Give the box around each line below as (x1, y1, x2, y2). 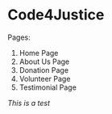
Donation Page (19, 65, 69, 74)
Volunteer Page (19, 74, 71, 83)
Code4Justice (7, 6, 105, 24)
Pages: (7, 32, 31, 42)
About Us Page (19, 57, 70, 66)
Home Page (19, 48, 59, 57)
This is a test (7, 98, 50, 108)
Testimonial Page (19, 82, 77, 92)
